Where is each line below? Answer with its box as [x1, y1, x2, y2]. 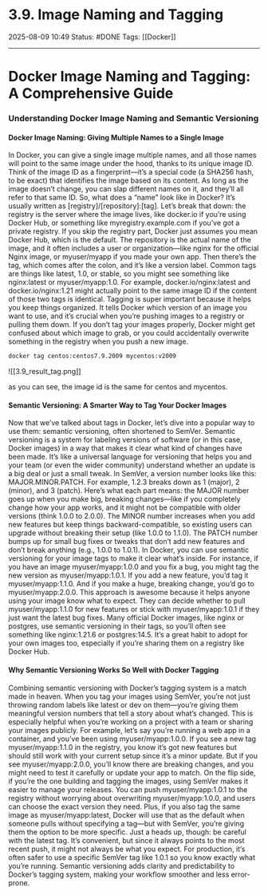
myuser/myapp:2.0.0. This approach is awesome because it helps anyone [8, 588, 250, 597]
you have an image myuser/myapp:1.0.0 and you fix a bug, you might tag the [8, 562, 259, 572]
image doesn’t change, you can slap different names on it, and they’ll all [8, 184, 244, 194]
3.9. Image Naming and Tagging [8, 6, 224, 24]
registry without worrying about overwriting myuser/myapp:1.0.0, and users [8, 793, 256, 802]
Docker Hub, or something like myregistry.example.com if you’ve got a [8, 218, 240, 228]
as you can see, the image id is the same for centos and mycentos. [8, 382, 228, 392]
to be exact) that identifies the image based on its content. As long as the [8, 175, 249, 185]
